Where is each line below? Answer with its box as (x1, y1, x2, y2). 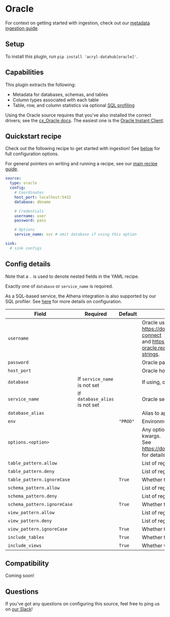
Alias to (142, 409, 160, 416)
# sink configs (10, 245, 42, 251)
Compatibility (5, 559, 49, 568)
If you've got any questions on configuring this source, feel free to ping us (5, 601, 160, 607)
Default (118, 310, 138, 317)
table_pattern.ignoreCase (8, 477, 70, 482)
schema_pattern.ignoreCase (8, 501, 73, 507)
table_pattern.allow (8, 460, 57, 466)
